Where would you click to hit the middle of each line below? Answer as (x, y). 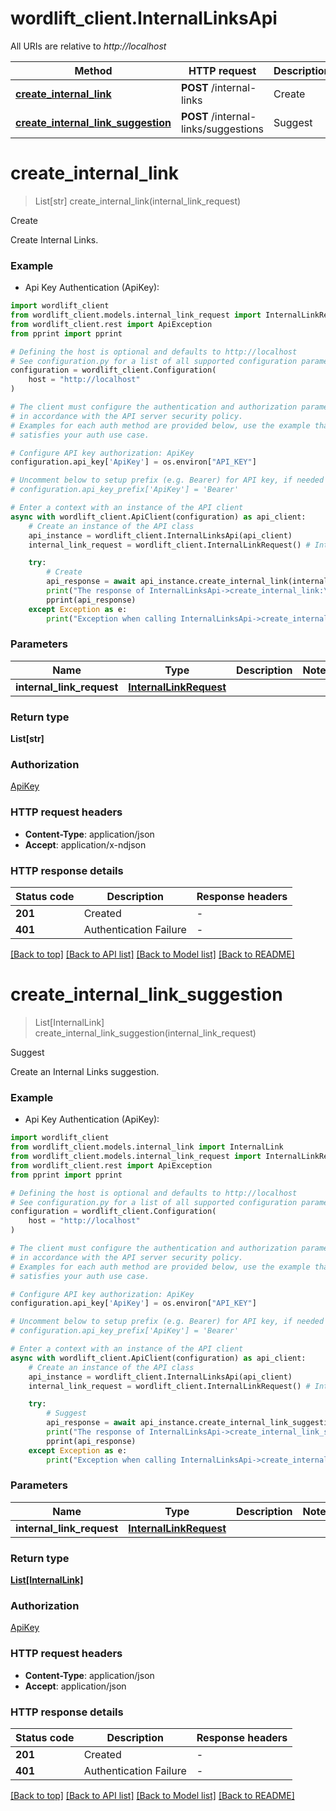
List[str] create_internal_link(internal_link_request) (138, 201)
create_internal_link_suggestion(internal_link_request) (145, 1033)
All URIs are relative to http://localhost (88, 46)
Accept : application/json (75, 1686)
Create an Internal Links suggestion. (85, 1071)
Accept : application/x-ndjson (85, 844)
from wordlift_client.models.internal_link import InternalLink (147, 1147)
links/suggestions (222, 129)
